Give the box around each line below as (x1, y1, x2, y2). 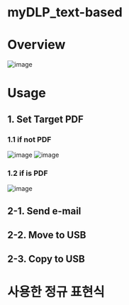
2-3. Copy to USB (7, 253, 85, 265)
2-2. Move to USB (7, 229, 86, 241)
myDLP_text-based (7, 4, 123, 21)
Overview (7, 37, 66, 53)
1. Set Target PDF (7, 113, 84, 125)
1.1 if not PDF (7, 134, 52, 144)
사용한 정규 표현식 (7, 284, 105, 300)
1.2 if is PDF (7, 168, 48, 178)
